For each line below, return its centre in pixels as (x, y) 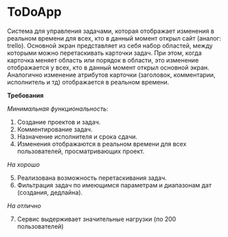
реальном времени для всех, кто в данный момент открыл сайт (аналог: (114, 38)
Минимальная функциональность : (58, 109)
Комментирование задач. (55, 129)
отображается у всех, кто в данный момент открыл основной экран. (108, 67)
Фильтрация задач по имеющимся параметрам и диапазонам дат (114, 185)
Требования (25, 95)
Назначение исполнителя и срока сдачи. (77, 136)
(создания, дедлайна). (50, 192)
